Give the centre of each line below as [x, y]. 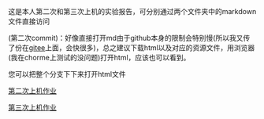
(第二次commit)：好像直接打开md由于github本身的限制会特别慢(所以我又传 [129, 38]
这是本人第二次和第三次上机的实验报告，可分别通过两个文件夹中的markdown [132, 11]
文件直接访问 [29, 21]
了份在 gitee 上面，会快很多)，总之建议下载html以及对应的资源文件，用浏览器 [132, 48]
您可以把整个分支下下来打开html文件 [67, 74]
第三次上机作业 [32, 107]
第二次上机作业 [32, 91]
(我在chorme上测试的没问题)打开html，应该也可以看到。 [99, 58]
